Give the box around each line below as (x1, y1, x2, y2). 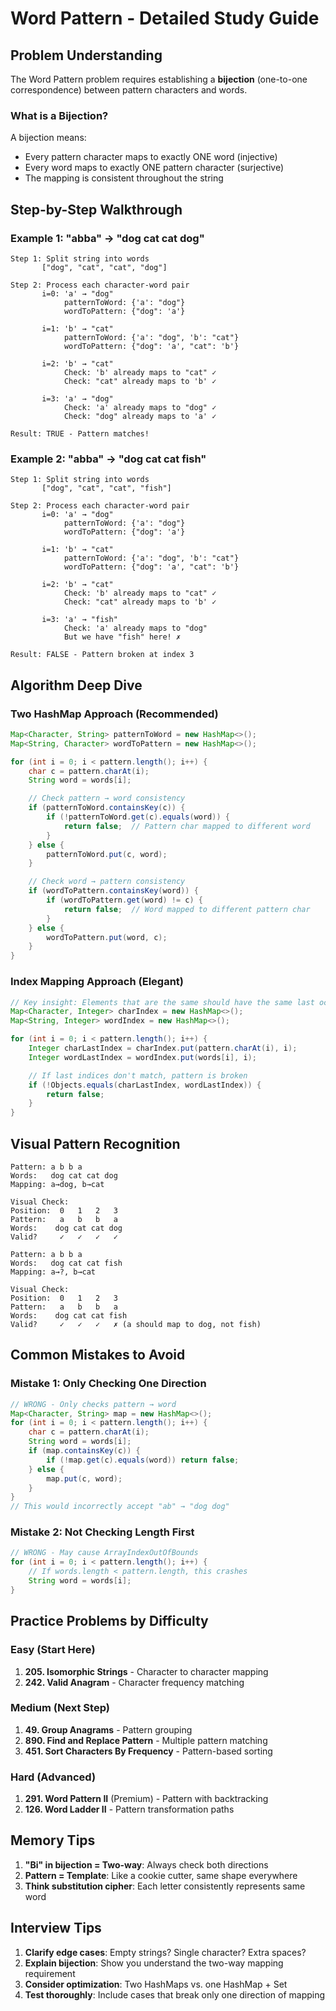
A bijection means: (10, 132, 87, 144)
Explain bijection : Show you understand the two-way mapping (24, 1957, 284, 1969)
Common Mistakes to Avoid (10, 1347, 186, 1364)
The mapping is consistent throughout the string (24, 172, 224, 184)
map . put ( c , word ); (46, 1473, 123, 1484)
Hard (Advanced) (10, 1770, 97, 1784)
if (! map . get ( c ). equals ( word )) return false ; (46, 1455, 240, 1465)
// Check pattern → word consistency (28, 793, 186, 804)
